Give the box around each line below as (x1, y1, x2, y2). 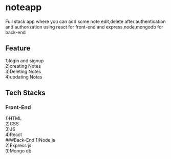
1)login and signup (5, 58, 44, 64)
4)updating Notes (5, 73, 42, 80)
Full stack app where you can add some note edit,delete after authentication (5, 18, 166, 24)
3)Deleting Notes (5, 68, 41, 74)
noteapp (5, 2, 42, 13)
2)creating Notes (5, 63, 41, 69)
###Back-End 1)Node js (5, 137, 55, 143)
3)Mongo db (5, 148, 32, 154)
